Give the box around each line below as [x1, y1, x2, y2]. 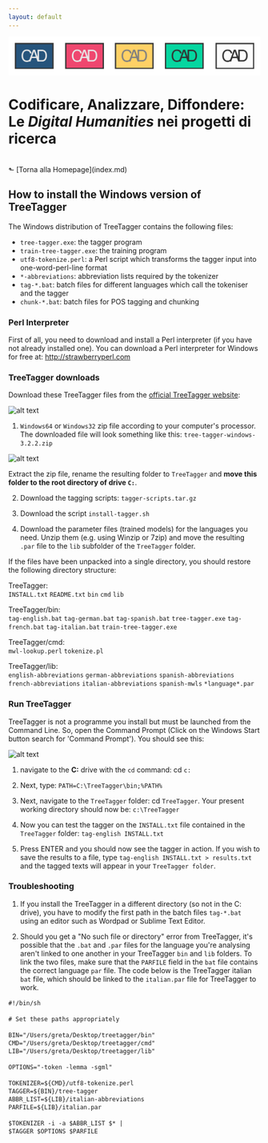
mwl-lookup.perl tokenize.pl [8, 647, 104, 656]
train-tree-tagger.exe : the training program [19, 245, 167, 256]
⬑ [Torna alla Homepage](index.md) [8, 164, 128, 174]
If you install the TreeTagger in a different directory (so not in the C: [19, 899, 242, 908]
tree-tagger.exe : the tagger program [19, 237, 142, 247]
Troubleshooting [8, 881, 74, 892]
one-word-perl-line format [19, 263, 108, 272]
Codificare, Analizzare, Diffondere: [8, 96, 246, 114]
